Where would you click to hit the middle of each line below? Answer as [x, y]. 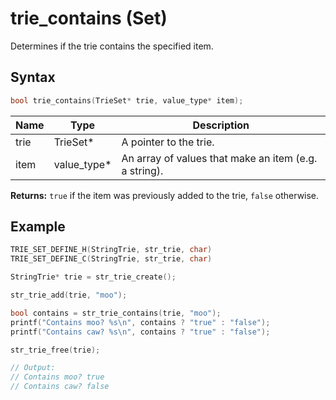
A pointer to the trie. [168, 142]
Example [38, 227]
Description [221, 125]
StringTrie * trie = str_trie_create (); [93, 277]
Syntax [33, 77]
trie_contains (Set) [89, 18]
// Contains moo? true [57, 377]
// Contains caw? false [60, 387]
